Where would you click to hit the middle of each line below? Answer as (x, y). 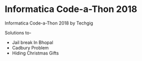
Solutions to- (18, 32)
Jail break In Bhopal (32, 42)
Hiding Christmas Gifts (35, 53)
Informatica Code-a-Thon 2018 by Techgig (49, 23)
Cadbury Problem (30, 47)
